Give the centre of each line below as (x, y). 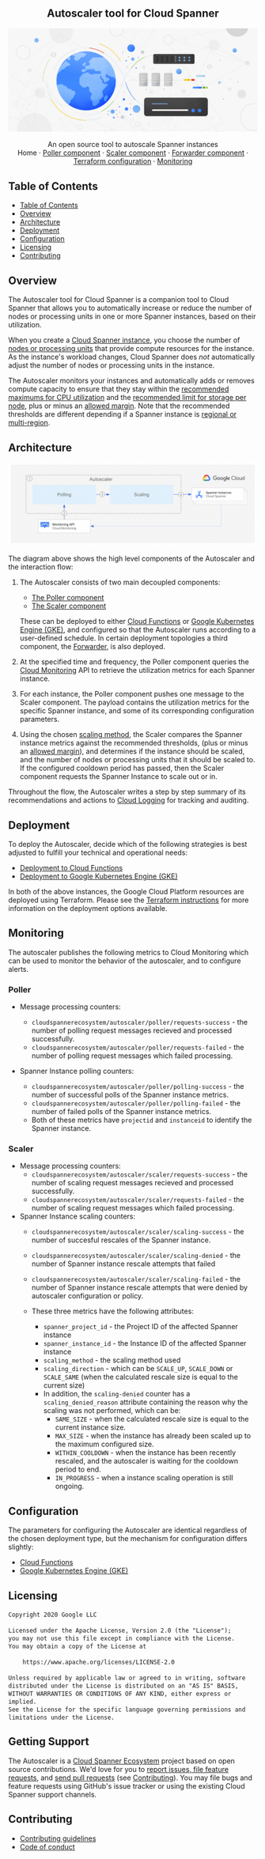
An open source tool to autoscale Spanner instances (133, 145)
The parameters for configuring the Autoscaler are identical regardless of (128, 1530)
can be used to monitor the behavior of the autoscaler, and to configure (125, 961)
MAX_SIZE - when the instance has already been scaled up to (153, 1436)
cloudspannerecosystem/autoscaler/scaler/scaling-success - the (138, 1232)
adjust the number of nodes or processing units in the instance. (112, 365)
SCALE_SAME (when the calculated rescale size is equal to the (141, 1377)
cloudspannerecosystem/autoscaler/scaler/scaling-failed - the (136, 1279)
